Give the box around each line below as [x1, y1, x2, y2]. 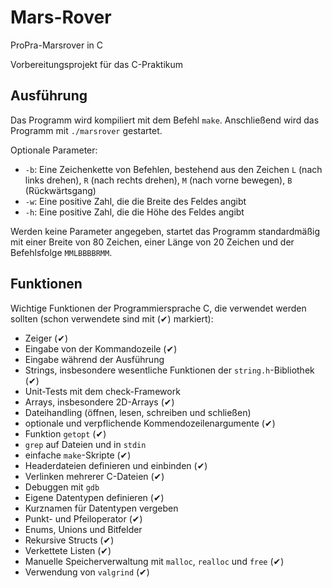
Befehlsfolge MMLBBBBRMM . [10, 246, 113, 258]
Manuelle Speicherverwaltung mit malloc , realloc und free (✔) [24, 555, 285, 567]
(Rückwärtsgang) [24, 184, 97, 196]
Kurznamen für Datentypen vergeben [24, 502, 179, 514]
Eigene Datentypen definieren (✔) [24, 491, 165, 503]
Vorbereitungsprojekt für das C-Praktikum [10, 58, 184, 70]
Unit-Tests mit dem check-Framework [24, 385, 181, 397]
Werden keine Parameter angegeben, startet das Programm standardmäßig [10, 225, 321, 237]
